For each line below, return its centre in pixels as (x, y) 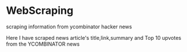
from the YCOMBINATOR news (43, 44)
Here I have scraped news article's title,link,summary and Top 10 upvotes (94, 38)
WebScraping (40, 11)
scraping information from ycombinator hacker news (69, 27)
